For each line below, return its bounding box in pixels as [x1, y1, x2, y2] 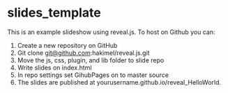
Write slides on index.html [17, 63, 92, 71]
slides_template [7, 5, 101, 21]
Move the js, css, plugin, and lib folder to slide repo [17, 56, 165, 64]
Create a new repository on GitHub [17, 41, 118, 49]
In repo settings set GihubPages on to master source [17, 71, 169, 79]
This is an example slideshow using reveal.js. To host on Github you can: [7, 28, 215, 36]
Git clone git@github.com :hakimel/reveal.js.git [17, 49, 150, 57]
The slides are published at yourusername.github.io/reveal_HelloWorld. [17, 78, 222, 86]
